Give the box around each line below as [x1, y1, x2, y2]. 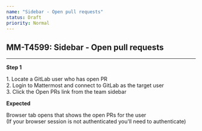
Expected [6, 100, 31, 107]
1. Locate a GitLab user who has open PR [6, 76, 108, 83]
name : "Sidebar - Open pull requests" [6, 8, 103, 15]
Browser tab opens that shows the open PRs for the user [6, 112, 147, 119]
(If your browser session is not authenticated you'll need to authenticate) [6, 118, 186, 125]
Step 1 [6, 64, 22, 71]
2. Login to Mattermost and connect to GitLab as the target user [6, 82, 164, 89]
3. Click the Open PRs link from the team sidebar [6, 88, 127, 96]
